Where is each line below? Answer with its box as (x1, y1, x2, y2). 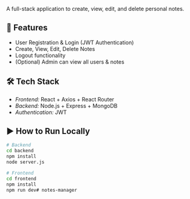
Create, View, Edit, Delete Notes (15, 45, 95, 52)
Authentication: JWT (15, 109, 67, 116)
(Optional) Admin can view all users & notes (15, 58, 124, 66)
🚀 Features (6, 22, 48, 33)
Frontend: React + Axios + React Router (15, 95, 114, 103)
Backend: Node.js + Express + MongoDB (15, 102, 118, 109)
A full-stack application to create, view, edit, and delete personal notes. (6, 5, 185, 12)
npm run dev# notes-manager (6, 187, 78, 193)
